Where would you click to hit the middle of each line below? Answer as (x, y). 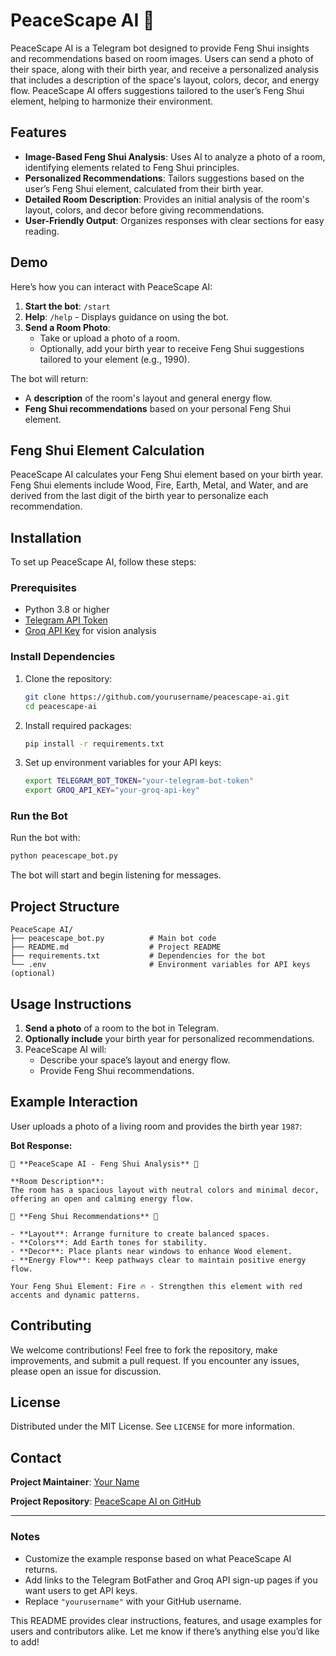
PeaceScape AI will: (65, 1049)
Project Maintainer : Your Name (75, 1482)
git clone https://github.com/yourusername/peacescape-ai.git (157, 697)
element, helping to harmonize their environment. (112, 101)
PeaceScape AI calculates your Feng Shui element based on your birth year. (167, 475)
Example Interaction (74, 1102)
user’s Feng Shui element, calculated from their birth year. (144, 188)
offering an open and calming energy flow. (102, 1199)
